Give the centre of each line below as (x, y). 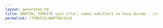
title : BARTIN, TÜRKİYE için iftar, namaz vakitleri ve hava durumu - (78, 14)
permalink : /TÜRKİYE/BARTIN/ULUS (39, 18)
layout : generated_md (27, 9)
